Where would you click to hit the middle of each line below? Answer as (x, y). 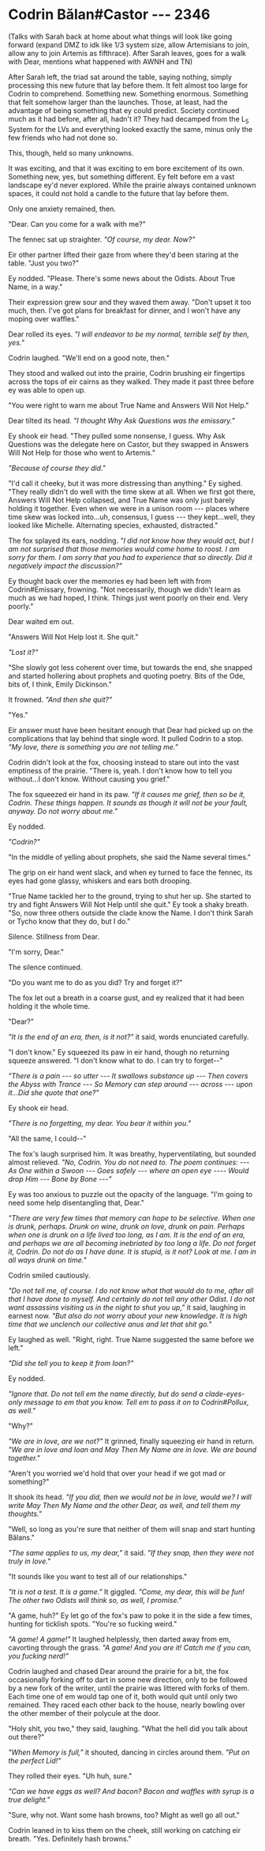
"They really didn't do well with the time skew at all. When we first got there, (132, 491)
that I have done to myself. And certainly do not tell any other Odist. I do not (132, 1299)
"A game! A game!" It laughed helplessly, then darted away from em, (119, 1639)
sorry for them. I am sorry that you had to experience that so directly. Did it (130, 557)
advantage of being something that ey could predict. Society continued (124, 110)
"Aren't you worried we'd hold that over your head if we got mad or (117, 1473)
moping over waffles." (44, 318)
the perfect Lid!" (35, 1760)
